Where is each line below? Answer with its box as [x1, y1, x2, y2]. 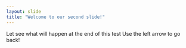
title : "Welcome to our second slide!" [6, 14, 106, 20]
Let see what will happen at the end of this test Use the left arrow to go [6, 30, 181, 37]
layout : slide [6, 8, 42, 15]
